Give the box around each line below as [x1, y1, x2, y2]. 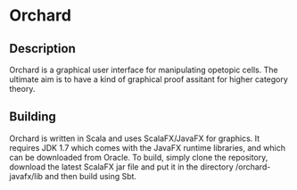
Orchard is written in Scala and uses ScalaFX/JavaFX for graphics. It [9, 133, 260, 144]
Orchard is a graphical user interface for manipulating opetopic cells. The [9, 64, 278, 75]
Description [9, 41, 76, 56]
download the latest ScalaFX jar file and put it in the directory [9, 161, 234, 172]
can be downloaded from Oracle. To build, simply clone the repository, [9, 152, 268, 162]
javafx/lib [9, 170, 43, 181]
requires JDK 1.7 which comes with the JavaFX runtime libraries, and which [9, 142, 285, 153]
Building [9, 109, 56, 125]
